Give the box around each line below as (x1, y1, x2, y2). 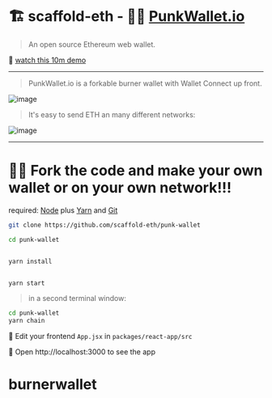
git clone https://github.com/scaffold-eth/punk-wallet (8, 221, 201, 229)
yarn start (8, 279, 45, 287)
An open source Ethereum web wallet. (28, 39, 156, 49)
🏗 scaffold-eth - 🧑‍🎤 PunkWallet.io (8, 7, 245, 26)
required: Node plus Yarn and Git (8, 205, 118, 215)
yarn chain (8, 317, 45, 325)
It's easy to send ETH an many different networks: (28, 109, 196, 119)
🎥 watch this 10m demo (8, 55, 87, 65)
